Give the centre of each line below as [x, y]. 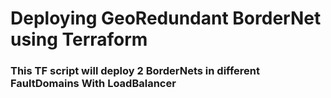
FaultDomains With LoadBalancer [93, 84]
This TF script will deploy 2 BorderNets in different [135, 71]
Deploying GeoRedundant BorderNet [166, 18]
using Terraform [79, 39]
